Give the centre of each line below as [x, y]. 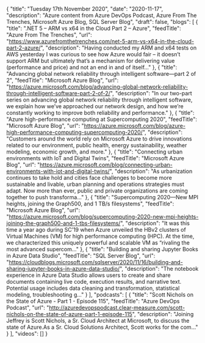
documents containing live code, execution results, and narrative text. [94, 282]
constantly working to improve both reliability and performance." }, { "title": [100, 113]
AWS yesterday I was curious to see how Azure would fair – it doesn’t [93, 54]
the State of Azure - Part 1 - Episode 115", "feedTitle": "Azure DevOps [93, 301]
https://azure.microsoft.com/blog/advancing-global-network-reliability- [98, 87]
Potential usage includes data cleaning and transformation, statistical [93, 288]
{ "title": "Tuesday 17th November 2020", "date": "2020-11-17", [85, 9]
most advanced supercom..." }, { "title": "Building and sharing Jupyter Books [102, 249]
